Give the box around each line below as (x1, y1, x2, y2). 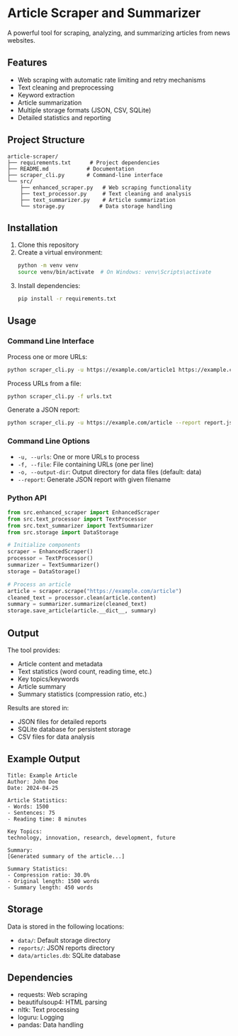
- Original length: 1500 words (7, 877, 100, 885)
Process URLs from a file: (7, 379, 81, 388)
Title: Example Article (7, 771, 78, 779)
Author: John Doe (7, 778, 59, 785)
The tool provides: (7, 646, 61, 654)
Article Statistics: (7, 796, 69, 804)
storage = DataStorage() (7, 567, 81, 575)
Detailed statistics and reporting (17, 113, 111, 122)
